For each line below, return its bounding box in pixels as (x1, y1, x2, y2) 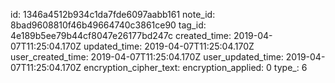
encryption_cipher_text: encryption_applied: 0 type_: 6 (83, 62, 308, 73)
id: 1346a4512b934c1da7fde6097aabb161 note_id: (10, 9, 216, 20)
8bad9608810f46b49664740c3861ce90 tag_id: (10, 19, 207, 31)
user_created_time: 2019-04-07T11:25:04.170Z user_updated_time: (10, 51, 284, 63)
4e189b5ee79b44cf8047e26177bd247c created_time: (10, 30, 232, 41)
